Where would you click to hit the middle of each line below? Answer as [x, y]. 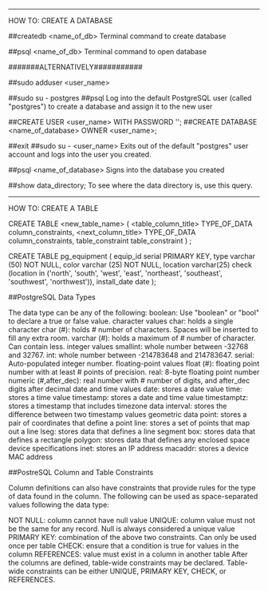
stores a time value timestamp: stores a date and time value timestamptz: [128, 397]
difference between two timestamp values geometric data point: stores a [128, 414]
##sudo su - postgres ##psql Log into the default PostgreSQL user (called [130, 98]
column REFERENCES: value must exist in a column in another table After [128, 554]
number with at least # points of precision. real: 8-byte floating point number [134, 372]
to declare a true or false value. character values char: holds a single [121, 321]
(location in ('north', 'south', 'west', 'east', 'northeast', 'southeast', [115, 273]
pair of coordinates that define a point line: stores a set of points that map [129, 423]
